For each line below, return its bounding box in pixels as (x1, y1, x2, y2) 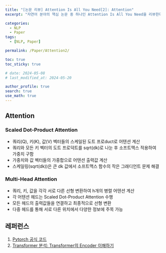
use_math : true (5, 94, 37, 99)
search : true (5, 89, 32, 94)
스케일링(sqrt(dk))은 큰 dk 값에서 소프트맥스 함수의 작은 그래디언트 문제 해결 (12, 163, 160, 169)
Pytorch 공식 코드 (12, 236, 47, 242)
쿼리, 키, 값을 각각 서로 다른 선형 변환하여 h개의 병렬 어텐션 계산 (12, 188, 135, 194)
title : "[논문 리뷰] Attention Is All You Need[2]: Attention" (5, 7, 134, 12)
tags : (5, 35, 16, 40)
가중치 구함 (12, 151, 34, 156)
